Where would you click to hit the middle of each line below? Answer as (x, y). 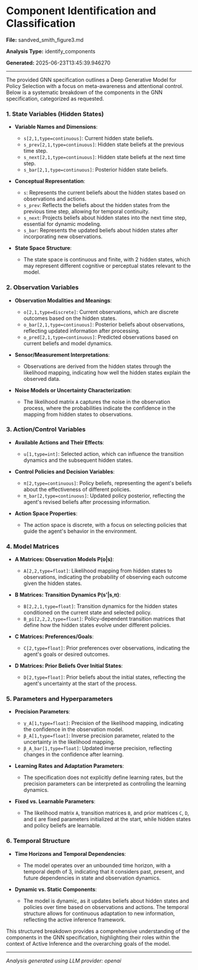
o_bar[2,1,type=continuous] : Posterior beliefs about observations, (104, 324)
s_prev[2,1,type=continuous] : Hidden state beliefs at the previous (104, 145)
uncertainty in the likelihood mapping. (69, 742)
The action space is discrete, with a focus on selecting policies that (105, 525)
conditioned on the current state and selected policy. (88, 613)
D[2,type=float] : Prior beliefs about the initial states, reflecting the (104, 677)
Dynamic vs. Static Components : (56, 889)
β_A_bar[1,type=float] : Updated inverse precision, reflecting (98, 748)
